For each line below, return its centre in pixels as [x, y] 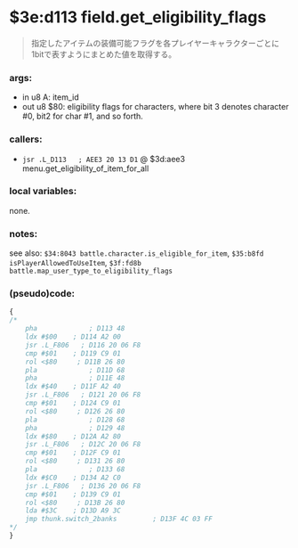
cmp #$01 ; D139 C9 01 [73, 494]
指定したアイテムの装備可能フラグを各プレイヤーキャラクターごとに [155, 43]
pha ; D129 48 [75, 428]
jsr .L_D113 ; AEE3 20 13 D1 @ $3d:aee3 [103, 159]
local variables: [43, 192]
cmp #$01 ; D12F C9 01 [73, 453]
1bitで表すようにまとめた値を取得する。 [104, 54]
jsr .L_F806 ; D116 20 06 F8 [83, 345]
